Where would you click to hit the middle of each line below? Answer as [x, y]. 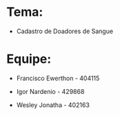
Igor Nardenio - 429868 [50, 91]
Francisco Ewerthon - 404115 [58, 78]
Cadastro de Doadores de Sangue [65, 31]
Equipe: [29, 59]
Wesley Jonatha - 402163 [53, 105]
